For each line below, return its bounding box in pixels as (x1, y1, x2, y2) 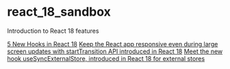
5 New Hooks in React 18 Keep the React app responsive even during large (7, 40, 218, 48)
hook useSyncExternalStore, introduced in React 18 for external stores (7, 54, 205, 62)
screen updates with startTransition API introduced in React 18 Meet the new (7, 47, 223, 55)
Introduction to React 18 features (7, 27, 99, 35)
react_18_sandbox (7, 4, 112, 20)
